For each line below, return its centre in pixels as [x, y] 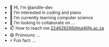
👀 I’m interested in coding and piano [45, 12]
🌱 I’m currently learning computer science [51, 18]
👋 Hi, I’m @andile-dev [31, 7]
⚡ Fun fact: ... [23, 40]
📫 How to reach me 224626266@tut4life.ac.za [57, 28]
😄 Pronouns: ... [25, 35]
